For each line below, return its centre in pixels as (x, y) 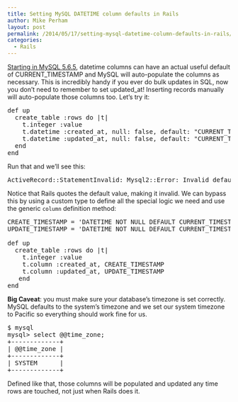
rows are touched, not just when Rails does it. (74, 391)
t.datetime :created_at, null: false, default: (107, 132)
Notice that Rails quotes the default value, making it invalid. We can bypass (117, 193)
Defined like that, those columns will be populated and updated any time (113, 384)
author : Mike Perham (38, 21)
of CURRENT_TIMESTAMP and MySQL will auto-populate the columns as (113, 74)
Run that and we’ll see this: (47, 166)
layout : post (27, 27)
